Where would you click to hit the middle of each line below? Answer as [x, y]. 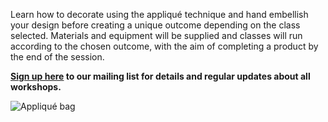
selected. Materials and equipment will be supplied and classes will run [156, 35]
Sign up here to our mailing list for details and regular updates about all [160, 76]
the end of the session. [57, 57]
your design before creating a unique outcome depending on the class [155, 25]
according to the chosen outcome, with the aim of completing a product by [164, 46]
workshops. [36, 87]
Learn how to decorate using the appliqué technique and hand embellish [159, 14]
